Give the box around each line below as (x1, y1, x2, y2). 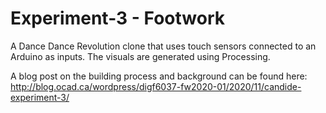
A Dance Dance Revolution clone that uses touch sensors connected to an (10, 40, 317, 52)
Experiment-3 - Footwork (10, 7, 225, 30)
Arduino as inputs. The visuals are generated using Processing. (10, 50, 271, 62)
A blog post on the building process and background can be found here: (10, 70, 308, 82)
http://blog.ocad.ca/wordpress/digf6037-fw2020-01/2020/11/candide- (10, 80, 302, 92)
